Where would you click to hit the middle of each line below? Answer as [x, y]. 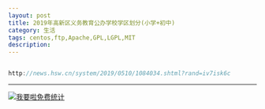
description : [30, 45]
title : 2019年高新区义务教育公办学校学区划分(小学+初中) [92, 23]
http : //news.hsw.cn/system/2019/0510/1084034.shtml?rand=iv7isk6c [119, 73]
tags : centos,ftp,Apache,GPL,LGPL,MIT [72, 38]
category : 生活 [32, 30]
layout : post [30, 15]
